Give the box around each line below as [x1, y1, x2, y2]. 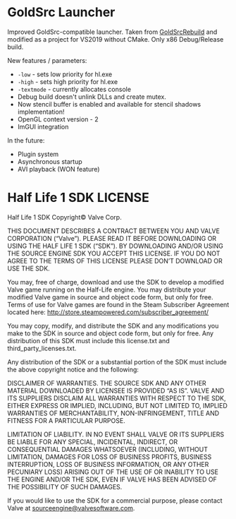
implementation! [17, 107, 65, 116]
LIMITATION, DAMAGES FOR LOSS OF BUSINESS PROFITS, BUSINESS [7, 453, 212, 461]
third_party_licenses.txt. [7, 344, 77, 352]
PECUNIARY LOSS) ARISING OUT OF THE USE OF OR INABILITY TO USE [7, 467, 218, 476]
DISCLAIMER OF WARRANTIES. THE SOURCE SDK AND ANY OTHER [7, 378, 206, 387]
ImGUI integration [17, 122, 69, 131]
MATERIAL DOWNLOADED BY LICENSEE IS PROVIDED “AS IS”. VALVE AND [7, 386, 225, 395]
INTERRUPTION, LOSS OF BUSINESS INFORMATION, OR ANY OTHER [7, 460, 209, 468]
